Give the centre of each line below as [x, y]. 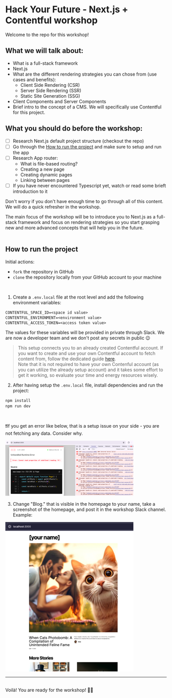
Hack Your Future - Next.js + [67, 10]
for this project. [29, 112]
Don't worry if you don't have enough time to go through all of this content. [84, 201]
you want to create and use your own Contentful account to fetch [87, 353]
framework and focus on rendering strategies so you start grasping [89, 222]
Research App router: [35, 158]
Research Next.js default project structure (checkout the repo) [78, 141]
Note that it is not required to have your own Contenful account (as [88, 364]
